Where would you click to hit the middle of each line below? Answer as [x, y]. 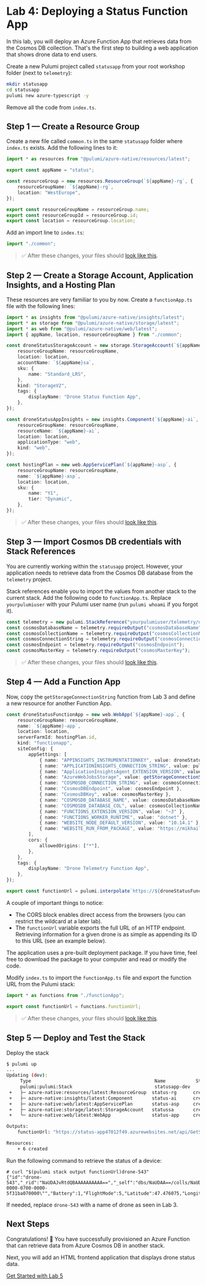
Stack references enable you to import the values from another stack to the [101, 591]
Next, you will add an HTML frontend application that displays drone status [101, 1257]
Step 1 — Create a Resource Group [73, 126]
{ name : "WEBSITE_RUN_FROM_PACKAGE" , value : [97, 829]
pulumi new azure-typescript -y [48, 95]
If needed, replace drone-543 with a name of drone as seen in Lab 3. [92, 1205]
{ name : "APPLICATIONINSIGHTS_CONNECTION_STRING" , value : [115, 766]
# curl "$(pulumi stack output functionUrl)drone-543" [78, 1172]
